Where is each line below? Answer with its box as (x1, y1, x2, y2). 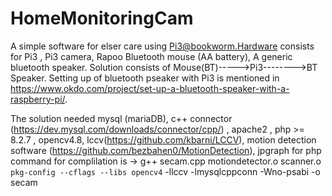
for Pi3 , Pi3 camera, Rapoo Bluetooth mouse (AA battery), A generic (10, 50, 293, 62)
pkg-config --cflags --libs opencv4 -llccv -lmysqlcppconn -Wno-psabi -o (10, 165, 321, 177)
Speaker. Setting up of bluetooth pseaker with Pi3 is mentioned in (10, 72, 280, 84)
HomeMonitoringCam (10, 7, 194, 30)
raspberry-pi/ (10, 93, 66, 105)
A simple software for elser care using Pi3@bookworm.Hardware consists (10, 40, 315, 52)
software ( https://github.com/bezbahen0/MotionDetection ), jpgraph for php (10, 144, 322, 156)
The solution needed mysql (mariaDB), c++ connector (10, 112, 233, 124)
